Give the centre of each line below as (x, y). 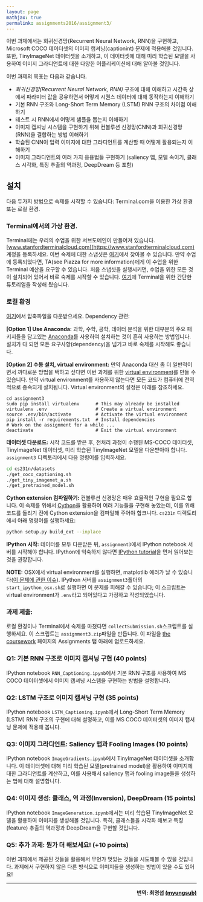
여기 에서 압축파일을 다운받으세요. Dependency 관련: (68, 316)
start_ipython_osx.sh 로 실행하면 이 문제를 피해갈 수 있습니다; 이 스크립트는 (96, 587)
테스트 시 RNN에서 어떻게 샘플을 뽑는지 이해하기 (72, 120)
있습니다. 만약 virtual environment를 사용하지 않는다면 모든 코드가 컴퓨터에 (95, 379)
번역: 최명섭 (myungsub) (167, 892)
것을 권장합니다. (25, 559)
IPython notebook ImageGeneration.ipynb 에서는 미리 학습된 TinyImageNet (97, 813)
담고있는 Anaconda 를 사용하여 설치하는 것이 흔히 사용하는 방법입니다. (109, 337)
